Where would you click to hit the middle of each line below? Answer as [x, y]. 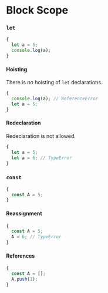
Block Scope [37, 10]
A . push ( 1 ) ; [25, 279]
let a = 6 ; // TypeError [42, 158]
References [21, 256]
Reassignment [24, 213]
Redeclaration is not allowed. [41, 136]
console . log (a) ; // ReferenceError [55, 99]
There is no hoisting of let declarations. [54, 83]
